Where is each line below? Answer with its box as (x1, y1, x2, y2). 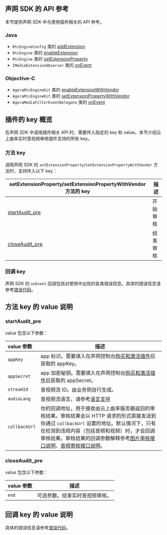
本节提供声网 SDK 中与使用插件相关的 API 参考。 (5, 19, 104, 25)
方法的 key (65, 188, 90, 195)
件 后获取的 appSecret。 (40, 377, 96, 384)
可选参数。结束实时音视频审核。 (37, 492, 112, 499)
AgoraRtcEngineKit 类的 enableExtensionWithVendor (12, 87, 119, 93)
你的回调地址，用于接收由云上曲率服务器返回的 (40, 405, 151, 412)
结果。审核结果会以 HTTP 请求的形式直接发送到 (45, 412, 157, 419)
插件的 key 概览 (5, 115, 53, 123)
